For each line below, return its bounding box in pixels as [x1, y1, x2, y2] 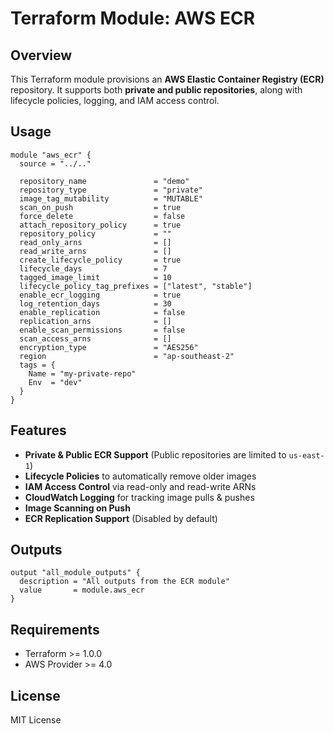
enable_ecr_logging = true [19, 290, 182, 300]
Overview [10, 47, 73, 64]
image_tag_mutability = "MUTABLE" [19, 193, 203, 204]
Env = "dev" [28, 377, 83, 387]
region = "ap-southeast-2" [19, 351, 235, 361]
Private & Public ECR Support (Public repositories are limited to [24, 448, 287, 461]
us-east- [288, 450, 325, 461]
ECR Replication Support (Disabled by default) [24, 512, 218, 524]
